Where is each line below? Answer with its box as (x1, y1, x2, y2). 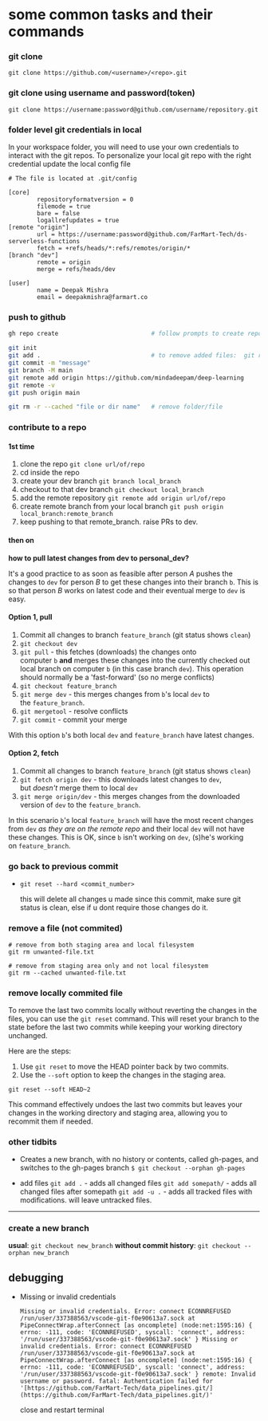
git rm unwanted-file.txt (8, 947, 94, 956)
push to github (8, 312, 66, 322)
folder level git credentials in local (8, 124, 142, 135)
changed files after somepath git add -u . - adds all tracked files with (19, 1187, 253, 1197)
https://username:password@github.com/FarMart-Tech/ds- (58, 230, 248, 238)
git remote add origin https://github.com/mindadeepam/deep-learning (8, 373, 245, 382)
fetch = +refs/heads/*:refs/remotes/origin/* (37, 245, 191, 253)
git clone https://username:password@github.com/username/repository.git (8, 105, 259, 113)
